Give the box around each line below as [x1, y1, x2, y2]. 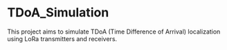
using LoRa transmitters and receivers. [7, 34, 118, 42]
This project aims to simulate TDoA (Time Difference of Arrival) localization [7, 27, 221, 36]
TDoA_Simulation [7, 5, 109, 21]
